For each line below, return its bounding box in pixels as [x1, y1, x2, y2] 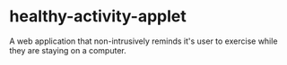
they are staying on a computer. [9, 45, 127, 55]
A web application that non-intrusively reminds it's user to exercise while [9, 36, 278, 46]
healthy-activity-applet [9, 6, 187, 27]
